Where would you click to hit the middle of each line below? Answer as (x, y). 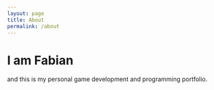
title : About (26, 20)
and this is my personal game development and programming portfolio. (107, 79)
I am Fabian (40, 60)
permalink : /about (33, 26)
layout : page (26, 13)
